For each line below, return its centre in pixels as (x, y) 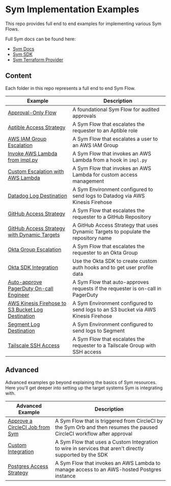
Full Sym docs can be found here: (40, 39)
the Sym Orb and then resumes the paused (106, 427)
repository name (92, 238)
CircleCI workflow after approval (94, 433)
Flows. (12, 29)
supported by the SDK (82, 455)
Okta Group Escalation (35, 249)
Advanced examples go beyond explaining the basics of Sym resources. (81, 382)
